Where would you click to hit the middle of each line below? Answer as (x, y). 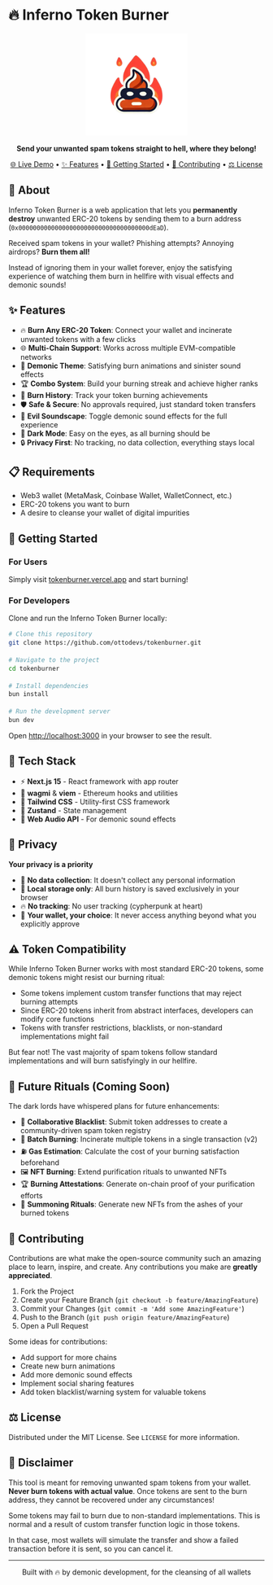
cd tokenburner (34, 668)
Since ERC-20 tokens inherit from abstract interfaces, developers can (136, 1010)
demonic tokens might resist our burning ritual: (87, 978)
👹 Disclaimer (41, 1463)
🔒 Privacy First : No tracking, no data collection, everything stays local (137, 442)
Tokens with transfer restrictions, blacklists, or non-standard (121, 1028)
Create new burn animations (67, 1366)
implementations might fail (65, 1036)
